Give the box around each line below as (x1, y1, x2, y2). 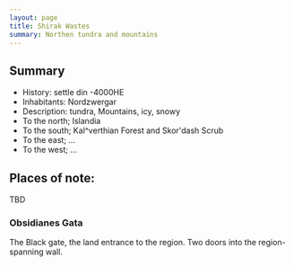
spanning (9, 246, 44, 257)
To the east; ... (22, 135, 76, 146)
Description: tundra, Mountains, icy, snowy (22, 106, 181, 117)
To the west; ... (22, 145, 78, 155)
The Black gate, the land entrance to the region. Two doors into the (9, 237, 257, 248)
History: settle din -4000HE (22, 87, 125, 98)
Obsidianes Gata (9, 217, 83, 229)
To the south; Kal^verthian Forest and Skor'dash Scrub (22, 125, 224, 136)
